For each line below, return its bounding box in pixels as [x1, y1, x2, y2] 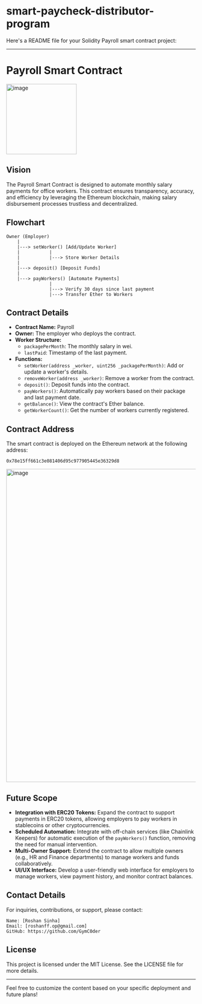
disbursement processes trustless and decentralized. [6, 200, 138, 207]
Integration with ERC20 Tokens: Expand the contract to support [14, 808, 175, 816]
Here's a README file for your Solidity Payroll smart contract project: [6, 37, 177, 44]
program [6, 17, 50, 31]
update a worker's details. [23, 368, 89, 375]
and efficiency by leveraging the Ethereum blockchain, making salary [6, 194, 177, 201]
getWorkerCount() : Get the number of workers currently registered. [23, 407, 189, 414]
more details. [6, 967, 39, 974]
